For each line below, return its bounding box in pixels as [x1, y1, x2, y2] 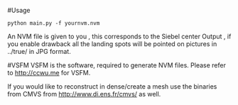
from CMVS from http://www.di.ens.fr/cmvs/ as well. [7, 90, 161, 98]
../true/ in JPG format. [7, 48, 71, 55]
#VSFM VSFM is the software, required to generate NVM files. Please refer [7, 61, 226, 70]
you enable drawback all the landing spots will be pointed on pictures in [7, 40, 217, 48]
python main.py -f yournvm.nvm [7, 20, 100, 27]
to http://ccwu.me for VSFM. [7, 69, 91, 77]
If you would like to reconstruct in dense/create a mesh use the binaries [7, 82, 217, 91]
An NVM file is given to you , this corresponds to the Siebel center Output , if [7, 32, 232, 40]
